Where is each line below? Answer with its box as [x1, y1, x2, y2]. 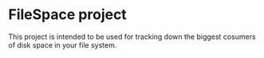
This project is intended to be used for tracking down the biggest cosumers [8, 32, 257, 41]
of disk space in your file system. [8, 40, 117, 49]
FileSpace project [8, 6, 128, 24]
